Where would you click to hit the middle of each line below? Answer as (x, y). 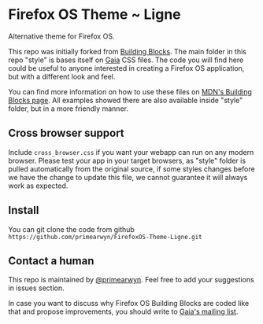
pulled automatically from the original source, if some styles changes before (131, 169)
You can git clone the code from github (72, 229)
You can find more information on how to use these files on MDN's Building (130, 91)
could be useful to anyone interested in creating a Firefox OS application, (126, 68)
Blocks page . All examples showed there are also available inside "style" (126, 100)
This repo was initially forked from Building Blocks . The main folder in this (127, 51)
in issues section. (36, 288)
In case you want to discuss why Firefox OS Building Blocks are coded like (129, 304)
